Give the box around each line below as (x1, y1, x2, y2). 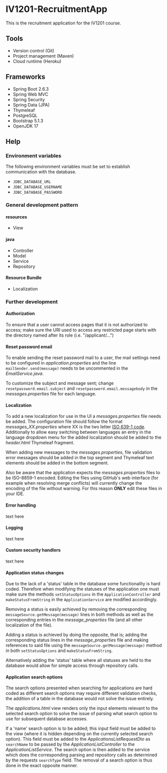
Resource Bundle (5, 275, 42, 281)
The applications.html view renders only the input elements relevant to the (5, 705, 158, 711)
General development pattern (5, 202, 79, 209)
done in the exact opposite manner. (5, 763, 79, 769)
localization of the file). (5, 622, 53, 628)
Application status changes (5, 569, 64, 576)
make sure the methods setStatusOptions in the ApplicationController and (5, 591, 161, 597)
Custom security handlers (5, 547, 61, 553)
